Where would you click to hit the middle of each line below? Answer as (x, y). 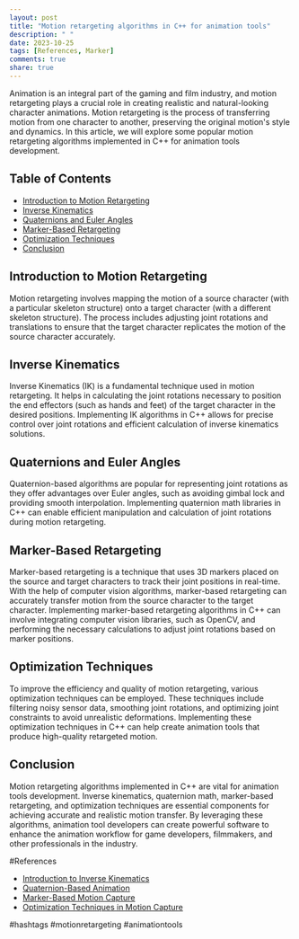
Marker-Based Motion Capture (79, 897)
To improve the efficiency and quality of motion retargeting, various (134, 688)
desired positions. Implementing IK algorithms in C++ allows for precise (141, 415)
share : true (31, 68)
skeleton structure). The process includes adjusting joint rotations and (139, 317)
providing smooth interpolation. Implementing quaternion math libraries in (145, 503)
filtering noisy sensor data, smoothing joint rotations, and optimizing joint (144, 707)
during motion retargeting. (58, 522)
